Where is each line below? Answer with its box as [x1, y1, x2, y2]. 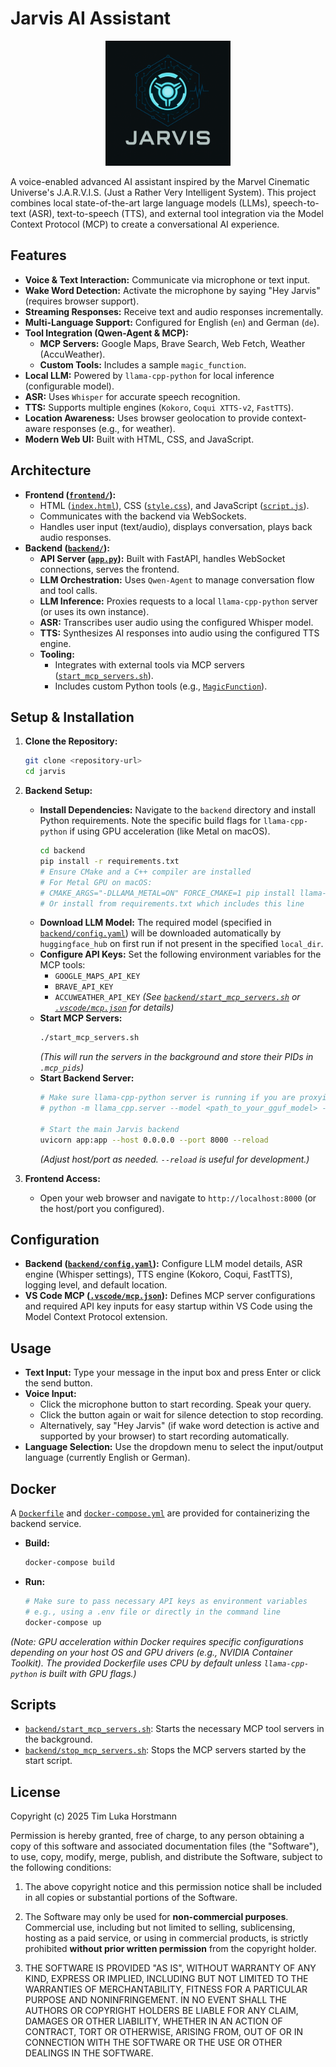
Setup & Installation [10, 708, 135, 726]
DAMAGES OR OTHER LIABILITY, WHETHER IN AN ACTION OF [24, 2015, 283, 2027]
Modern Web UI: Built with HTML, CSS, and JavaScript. [24, 433, 255, 445]
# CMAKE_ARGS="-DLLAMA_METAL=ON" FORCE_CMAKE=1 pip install [39, 888, 296, 898]
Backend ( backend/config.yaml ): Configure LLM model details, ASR [24, 1258, 303, 1270]
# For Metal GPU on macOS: [39, 877, 153, 887]
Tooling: [39, 648, 75, 660]
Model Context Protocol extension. [24, 1311, 168, 1323]
